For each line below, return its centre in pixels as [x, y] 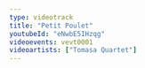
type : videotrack [41, 17]
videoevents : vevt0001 [51, 42]
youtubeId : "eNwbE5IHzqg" [57, 34]
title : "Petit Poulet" [51, 26]
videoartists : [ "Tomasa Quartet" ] [73, 50]
